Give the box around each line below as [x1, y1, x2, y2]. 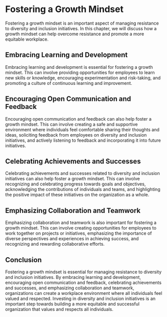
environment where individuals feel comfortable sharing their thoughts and [5, 127, 159, 133]
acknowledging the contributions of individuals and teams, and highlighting [5, 186, 160, 192]
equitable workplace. [5, 36, 49, 42]
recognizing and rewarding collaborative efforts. [5, 241, 105, 247]
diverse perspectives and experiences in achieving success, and [5, 236, 139, 242]
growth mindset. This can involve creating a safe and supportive [5, 121, 138, 127]
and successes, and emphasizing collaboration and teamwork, [5, 285, 134, 291]
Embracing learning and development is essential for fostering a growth [5, 64, 153, 70]
